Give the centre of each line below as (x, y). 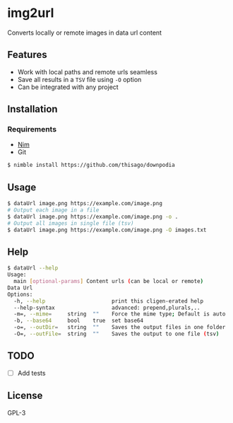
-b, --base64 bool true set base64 (78, 321)
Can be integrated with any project (68, 87)
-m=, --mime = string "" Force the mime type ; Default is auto (120, 314)
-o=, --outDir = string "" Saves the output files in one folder (120, 328)
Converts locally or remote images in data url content (85, 33)
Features (27, 55)
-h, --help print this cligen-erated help (108, 301)
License (25, 396)
